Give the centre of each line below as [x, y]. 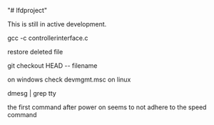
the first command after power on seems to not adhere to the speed [107, 107]
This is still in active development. [57, 24]
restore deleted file [35, 52]
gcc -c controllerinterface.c [48, 38]
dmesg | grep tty [32, 93]
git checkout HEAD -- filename [52, 66]
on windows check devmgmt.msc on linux [69, 79]
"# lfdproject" [27, 10]
